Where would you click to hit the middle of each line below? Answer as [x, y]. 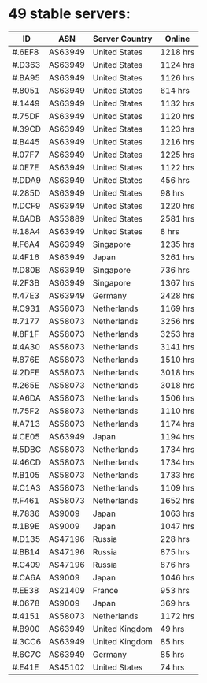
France [105, 590]
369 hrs [175, 603]
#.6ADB [26, 218]
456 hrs [175, 180]
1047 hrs [177, 526]
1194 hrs [177, 436]
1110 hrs [177, 411]
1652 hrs [177, 500]
